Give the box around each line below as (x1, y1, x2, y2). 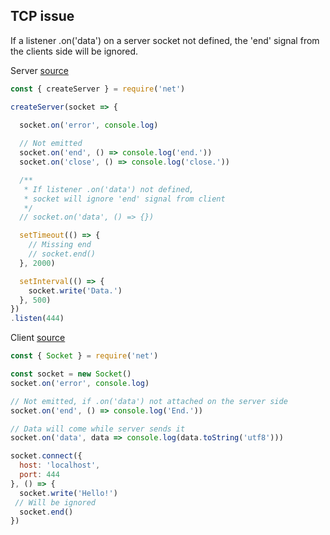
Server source (10, 64, 69, 76)
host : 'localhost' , (19, 460, 101, 471)
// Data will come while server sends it (10, 424, 186, 434)
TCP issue (10, 8, 75, 25)
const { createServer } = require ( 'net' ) (10, 84, 186, 94)
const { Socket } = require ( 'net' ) (10, 351, 159, 361)
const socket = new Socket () (10, 369, 132, 379)
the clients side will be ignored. (10, 45, 139, 57)
